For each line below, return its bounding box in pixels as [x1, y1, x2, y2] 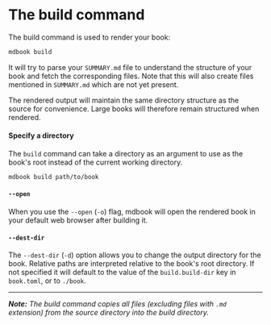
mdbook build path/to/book [8, 173, 99, 181]
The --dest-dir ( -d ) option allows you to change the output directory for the [8, 250, 261, 260]
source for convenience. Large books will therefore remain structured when [8, 103, 260, 114]
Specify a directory [8, 131, 74, 140]
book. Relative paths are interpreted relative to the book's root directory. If [8, 259, 255, 269]
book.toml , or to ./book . [8, 276, 86, 285]
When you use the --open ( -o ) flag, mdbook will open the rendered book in [8, 207, 256, 217]
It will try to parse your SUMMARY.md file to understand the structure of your [8, 62, 252, 72]
